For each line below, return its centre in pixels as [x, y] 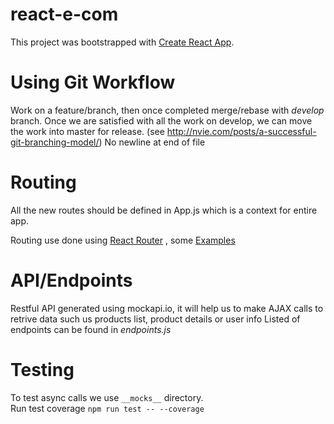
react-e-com [64, 14]
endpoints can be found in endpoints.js [91, 329]
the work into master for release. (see [87, 131]
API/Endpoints [71, 280]
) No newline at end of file [152, 142]
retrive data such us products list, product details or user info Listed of [155, 319]
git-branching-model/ [55, 142]
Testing [42, 369]
